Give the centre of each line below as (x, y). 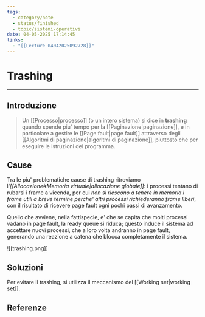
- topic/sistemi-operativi (47, 29)
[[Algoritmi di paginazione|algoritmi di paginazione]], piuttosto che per (110, 140)
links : (15, 40)
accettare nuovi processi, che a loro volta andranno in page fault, (89, 230)
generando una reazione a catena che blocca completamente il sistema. (97, 237)
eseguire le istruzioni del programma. (68, 146)
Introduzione (32, 106)
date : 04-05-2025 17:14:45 (41, 35)
